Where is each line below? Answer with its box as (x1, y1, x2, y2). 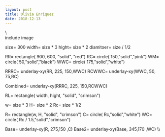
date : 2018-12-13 (5, 16, 41, 21)
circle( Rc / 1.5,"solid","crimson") (5, 117, 71, 123)
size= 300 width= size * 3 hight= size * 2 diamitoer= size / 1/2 (5, 45, 131, 50)
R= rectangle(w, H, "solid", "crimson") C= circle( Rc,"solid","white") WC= (5, 112, 153, 117)
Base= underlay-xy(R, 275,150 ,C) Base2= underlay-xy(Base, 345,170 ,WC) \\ (5, 126, 161, 132)
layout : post (5, 7, 32, 12)
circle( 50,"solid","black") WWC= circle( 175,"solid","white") (5, 59, 125, 65)
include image (5, 35, 34, 41)
